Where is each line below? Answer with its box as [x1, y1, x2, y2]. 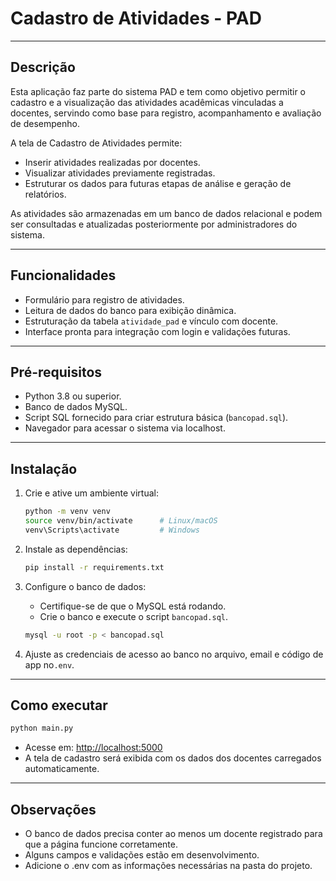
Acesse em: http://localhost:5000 [24, 742, 163, 754]
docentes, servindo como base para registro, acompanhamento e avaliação [10, 107, 322, 119]
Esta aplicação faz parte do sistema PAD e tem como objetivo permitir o [10, 85, 307, 97]
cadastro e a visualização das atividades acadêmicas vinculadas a [10, 96, 284, 108]
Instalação [10, 460, 78, 477]
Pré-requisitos [10, 363, 103, 381]
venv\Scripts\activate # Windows [24, 525, 201, 535]
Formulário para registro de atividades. [24, 293, 185, 306]
